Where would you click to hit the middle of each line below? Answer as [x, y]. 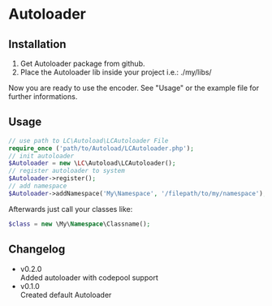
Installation [37, 44]
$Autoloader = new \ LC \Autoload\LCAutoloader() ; [92, 163]
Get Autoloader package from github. [82, 63]
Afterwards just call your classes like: [71, 209]
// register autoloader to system [67, 171]
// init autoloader [41, 156]
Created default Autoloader [66, 295]
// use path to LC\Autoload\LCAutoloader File [89, 140]
